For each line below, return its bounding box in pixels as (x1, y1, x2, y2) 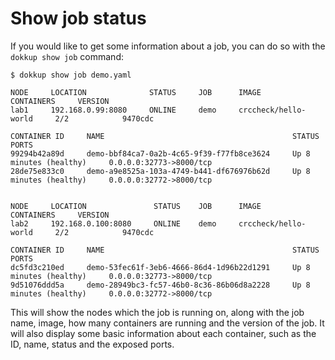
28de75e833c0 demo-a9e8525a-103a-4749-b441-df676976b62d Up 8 (10, 166, 311, 176)
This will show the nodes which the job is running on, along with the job (10, 306, 305, 318)
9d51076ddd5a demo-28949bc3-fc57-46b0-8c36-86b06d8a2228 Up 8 (10, 280, 311, 290)
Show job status (10, 7, 147, 30)
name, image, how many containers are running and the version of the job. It (10, 317, 325, 329)
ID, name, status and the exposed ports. (10, 338, 175, 350)
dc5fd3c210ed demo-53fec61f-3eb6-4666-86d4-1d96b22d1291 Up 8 (10, 262, 311, 272)
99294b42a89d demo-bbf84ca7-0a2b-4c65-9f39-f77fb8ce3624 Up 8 (10, 148, 311, 159)
